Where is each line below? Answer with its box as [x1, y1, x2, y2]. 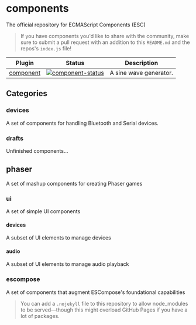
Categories [6, 88, 48, 98]
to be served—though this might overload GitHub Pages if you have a [20, 306, 188, 313]
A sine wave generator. [109, 69, 174, 77]
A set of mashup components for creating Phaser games [6, 180, 143, 187]
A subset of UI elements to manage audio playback [6, 261, 129, 268]
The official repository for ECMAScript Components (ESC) [6, 21, 146, 28]
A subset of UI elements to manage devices [6, 234, 111, 241]
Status [66, 59, 85, 67]
